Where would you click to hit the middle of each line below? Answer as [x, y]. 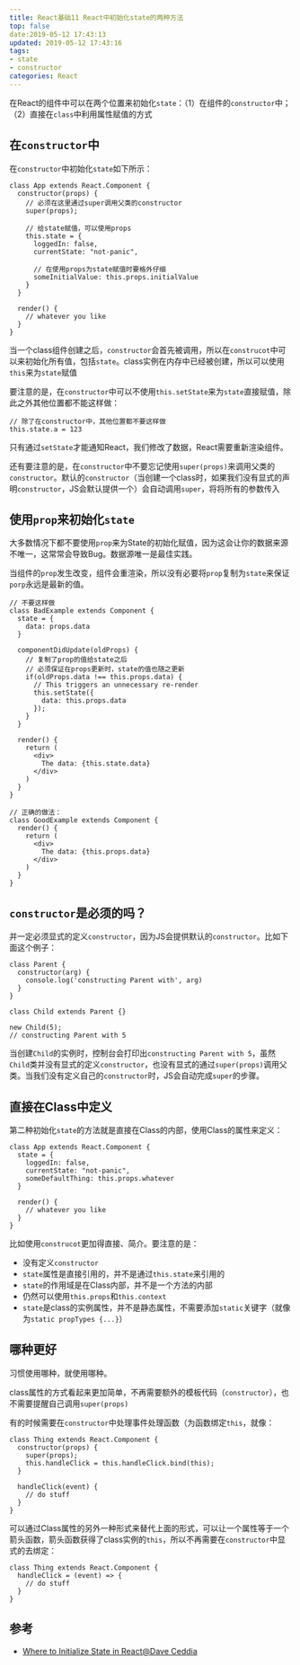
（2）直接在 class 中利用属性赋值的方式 [81, 114]
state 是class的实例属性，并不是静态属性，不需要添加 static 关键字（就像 [156, 1307]
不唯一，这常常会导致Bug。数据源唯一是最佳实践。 [103, 554]
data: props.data [58, 627]
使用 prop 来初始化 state [72, 519]
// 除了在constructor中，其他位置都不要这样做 [88, 421]
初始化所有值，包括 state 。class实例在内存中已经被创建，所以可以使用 [154, 361]
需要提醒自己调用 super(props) [72, 1404]
